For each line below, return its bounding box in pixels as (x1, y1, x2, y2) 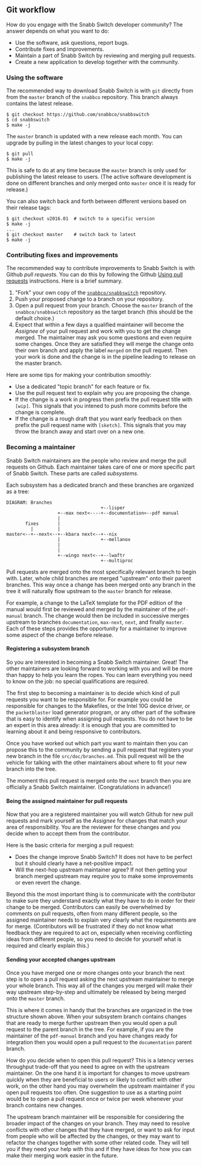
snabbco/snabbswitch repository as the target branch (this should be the (14, 308, 193, 316)
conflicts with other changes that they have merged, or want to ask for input (6, 1126, 195, 1134)
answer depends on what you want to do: (6, 27, 110, 34)
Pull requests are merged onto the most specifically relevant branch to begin (6, 568, 197, 576)
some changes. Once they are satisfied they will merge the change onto (14, 341, 194, 348)
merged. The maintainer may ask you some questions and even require (14, 334, 192, 341)
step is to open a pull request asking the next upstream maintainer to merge (6, 975, 194, 983)
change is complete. (14, 409, 66, 416)
